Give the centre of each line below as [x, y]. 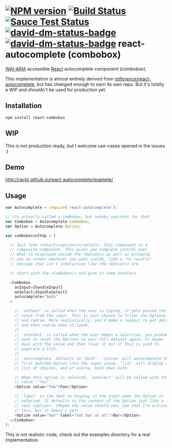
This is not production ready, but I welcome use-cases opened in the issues [85, 146]
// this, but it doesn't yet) [47, 411]
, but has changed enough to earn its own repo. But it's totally [99, 84]
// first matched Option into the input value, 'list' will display [89, 363]
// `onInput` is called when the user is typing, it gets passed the [90, 311]
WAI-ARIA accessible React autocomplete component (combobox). [76, 69]
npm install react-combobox [35, 118]
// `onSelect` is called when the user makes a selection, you [83, 335]
